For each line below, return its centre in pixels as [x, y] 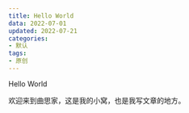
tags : [17, 53]
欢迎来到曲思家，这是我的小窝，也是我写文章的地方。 [97, 100]
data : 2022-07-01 [38, 23]
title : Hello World [41, 16]
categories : [28, 38]
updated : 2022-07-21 [43, 31]
